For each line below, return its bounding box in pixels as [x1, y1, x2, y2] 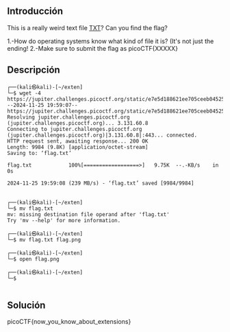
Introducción [7, 5, 64, 17]
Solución [7, 300, 46, 311]
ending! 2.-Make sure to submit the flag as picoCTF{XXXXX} [7, 44, 178, 52]
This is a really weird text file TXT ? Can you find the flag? [7, 23, 168, 32]
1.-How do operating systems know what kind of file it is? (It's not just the [7, 37, 214, 45]
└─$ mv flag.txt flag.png [7, 236, 81, 243]
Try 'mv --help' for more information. [7, 217, 121, 224]
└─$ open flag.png [7, 255, 60, 263]
